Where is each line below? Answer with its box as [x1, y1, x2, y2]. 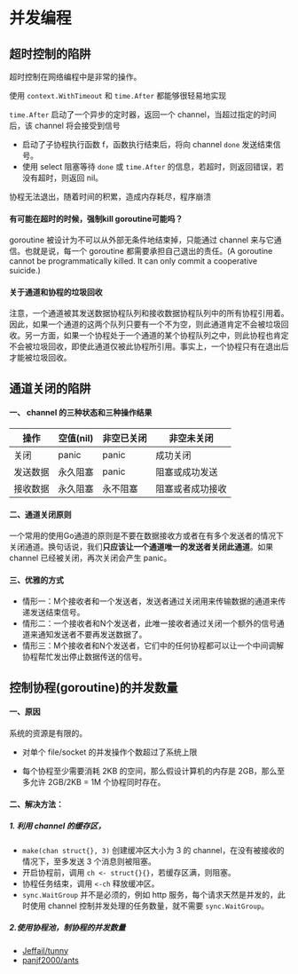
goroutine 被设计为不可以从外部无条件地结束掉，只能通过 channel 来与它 [9, 234, 275, 245]
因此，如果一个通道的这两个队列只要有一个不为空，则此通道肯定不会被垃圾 [9, 319, 281, 329]
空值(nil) [58, 432, 94, 444]
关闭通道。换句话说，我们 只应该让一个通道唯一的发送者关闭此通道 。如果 [9, 542, 273, 552]
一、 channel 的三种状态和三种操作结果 [9, 408, 153, 418]
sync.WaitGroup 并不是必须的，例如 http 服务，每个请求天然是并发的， [21, 889, 278, 899]
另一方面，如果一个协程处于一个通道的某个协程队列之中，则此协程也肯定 [24, 330, 289, 341]
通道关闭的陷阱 [9, 381, 91, 396]
